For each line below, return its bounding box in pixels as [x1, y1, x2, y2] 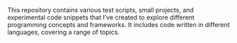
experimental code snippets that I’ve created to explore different [7, 13, 195, 21]
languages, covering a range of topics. [7, 28, 120, 36]
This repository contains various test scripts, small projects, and [7, 6, 195, 14]
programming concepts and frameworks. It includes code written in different [7, 21, 230, 28]
